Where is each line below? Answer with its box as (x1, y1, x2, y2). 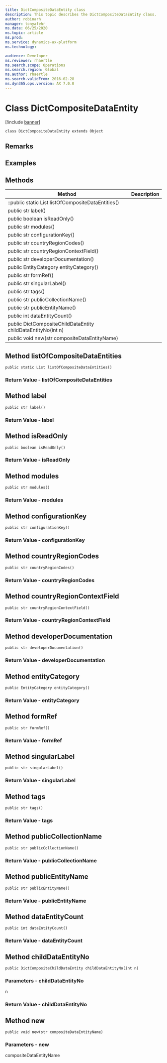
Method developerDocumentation (5, 632, 113, 640)
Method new (5, 1016, 45, 1025)
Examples (5, 159, 36, 167)
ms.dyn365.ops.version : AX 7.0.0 (5, 81, 75, 86)
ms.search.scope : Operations (5, 63, 66, 68)
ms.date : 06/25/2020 (5, 26, 48, 31)
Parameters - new (5, 1041, 49, 1048)
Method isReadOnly (5, 432, 68, 441)
